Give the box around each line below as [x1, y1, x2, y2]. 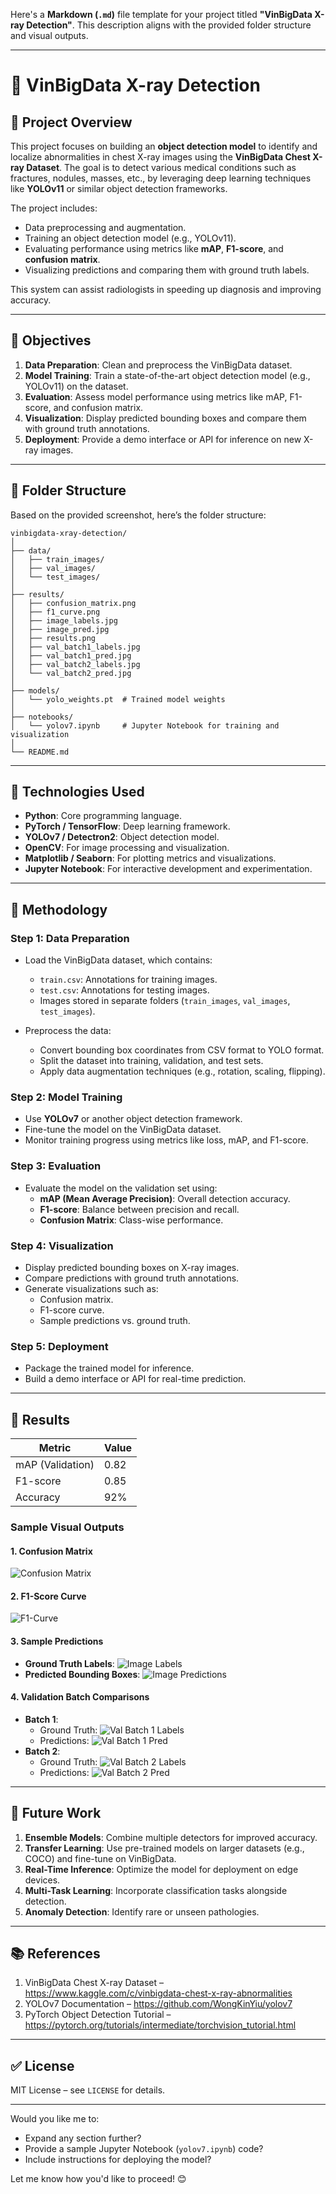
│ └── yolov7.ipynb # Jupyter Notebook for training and [10, 720, 280, 731]
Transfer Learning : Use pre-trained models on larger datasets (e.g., [24, 1842, 305, 1854]
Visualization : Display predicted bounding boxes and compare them [24, 412, 307, 424]
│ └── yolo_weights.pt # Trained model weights [10, 694, 226, 704]
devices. [24, 1874, 61, 1886]
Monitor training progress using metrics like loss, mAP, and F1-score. [24, 1134, 309, 1146]
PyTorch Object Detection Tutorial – [24, 2009, 172, 2021]
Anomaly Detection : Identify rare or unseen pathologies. [24, 1905, 260, 1918]
